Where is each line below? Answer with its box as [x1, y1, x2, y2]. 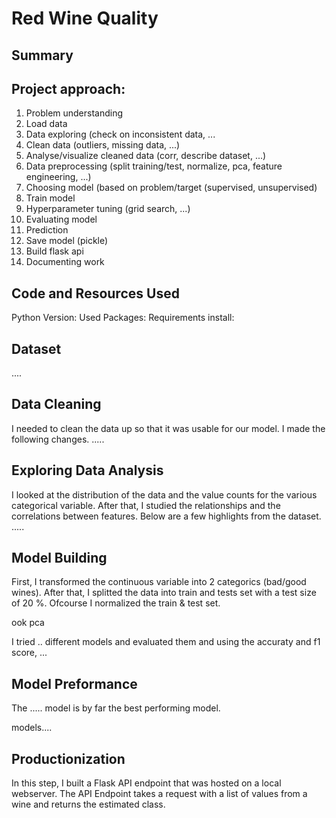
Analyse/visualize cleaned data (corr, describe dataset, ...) [25, 150, 267, 162]
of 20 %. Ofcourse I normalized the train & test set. [11, 597, 221, 609]
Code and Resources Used [11, 285, 180, 302]
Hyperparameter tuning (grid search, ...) [25, 203, 191, 215]
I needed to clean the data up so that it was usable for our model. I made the [11, 422, 326, 434]
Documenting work [25, 256, 105, 268]
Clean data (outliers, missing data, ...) [25, 139, 181, 151]
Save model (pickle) [25, 235, 109, 247]
